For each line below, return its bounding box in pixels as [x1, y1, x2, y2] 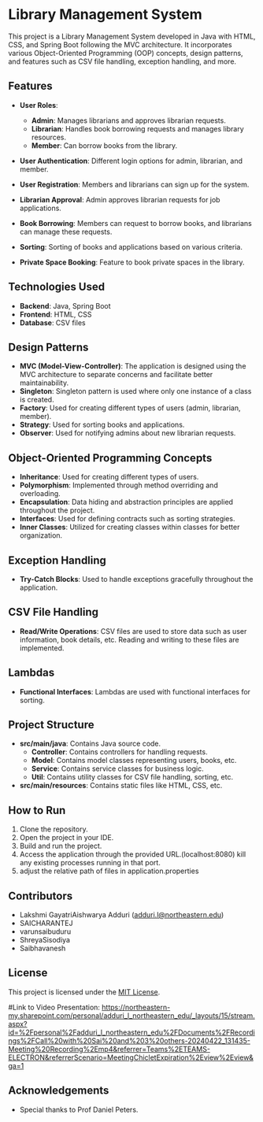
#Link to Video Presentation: [8, 1002, 101, 1012]
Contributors [8, 889, 73, 902]
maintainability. [19, 378, 69, 387]
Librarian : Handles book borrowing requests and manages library [31, 124, 244, 133]
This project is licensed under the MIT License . [8, 987, 161, 997]
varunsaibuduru [19, 927, 72, 936]
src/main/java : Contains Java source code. [19, 739, 161, 749]
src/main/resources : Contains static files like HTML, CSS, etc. [19, 781, 223, 791]
